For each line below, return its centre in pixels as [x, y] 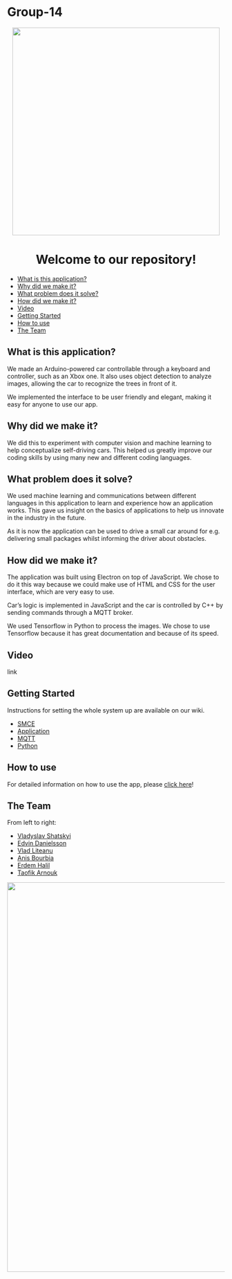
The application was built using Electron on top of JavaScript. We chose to [113, 577]
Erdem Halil [33, 866]
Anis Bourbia [35, 858]
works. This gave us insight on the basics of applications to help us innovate [116, 510]
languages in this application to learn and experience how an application [110, 503]
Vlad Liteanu [35, 851]
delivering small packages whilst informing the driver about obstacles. [107, 539]
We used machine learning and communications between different [102, 496]
